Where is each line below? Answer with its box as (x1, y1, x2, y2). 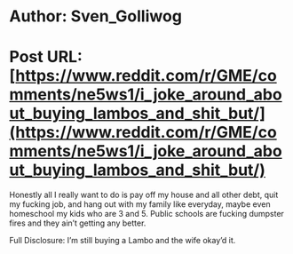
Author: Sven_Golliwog (9, 6, 182, 27)
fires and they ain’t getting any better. (9, 218, 146, 228)
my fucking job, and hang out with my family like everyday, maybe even (9, 199, 271, 210)
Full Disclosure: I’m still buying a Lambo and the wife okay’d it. (9, 235, 236, 246)
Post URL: (9, 47, 83, 67)
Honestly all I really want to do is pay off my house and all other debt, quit (9, 189, 279, 201)
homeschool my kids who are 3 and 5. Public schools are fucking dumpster (9, 209, 284, 219)
